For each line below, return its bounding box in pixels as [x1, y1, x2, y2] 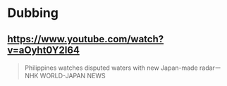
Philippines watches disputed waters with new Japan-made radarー [24, 63, 221, 72]
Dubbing [7, 5, 59, 21]
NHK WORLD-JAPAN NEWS [24, 72, 106, 80]
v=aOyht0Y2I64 [7, 44, 80, 56]
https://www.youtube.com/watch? [7, 33, 164, 45]
